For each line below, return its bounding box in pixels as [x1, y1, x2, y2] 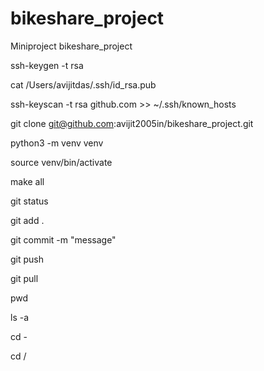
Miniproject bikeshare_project [10, 40, 133, 52]
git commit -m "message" [10, 233, 117, 246]
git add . [10, 214, 45, 226]
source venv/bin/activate [10, 156, 113, 168]
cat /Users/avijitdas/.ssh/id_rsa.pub [10, 78, 157, 91]
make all [10, 175, 45, 187]
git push [10, 253, 45, 265]
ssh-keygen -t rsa [10, 59, 84, 71]
